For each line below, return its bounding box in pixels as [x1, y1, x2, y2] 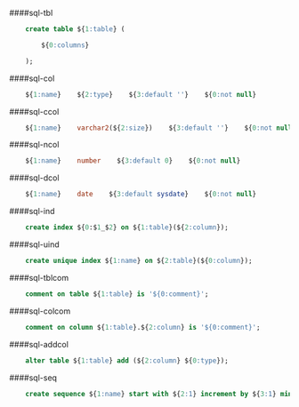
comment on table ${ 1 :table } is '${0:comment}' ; [25, 289, 209, 299]
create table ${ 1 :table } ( [25, 25, 125, 34]
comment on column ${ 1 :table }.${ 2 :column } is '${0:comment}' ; [25, 323, 261, 331]
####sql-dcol [9, 172, 60, 183]
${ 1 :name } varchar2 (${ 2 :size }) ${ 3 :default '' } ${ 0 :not [25, 124, 273, 132]
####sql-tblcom [9, 272, 69, 283]
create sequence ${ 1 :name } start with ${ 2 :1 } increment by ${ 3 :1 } [25, 389, 277, 398]
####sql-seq [9, 372, 58, 383]
